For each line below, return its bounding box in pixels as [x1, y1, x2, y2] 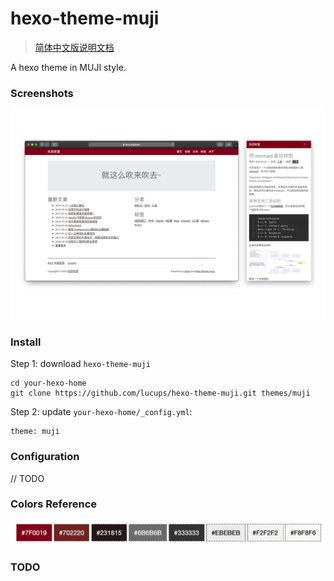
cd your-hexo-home [10, 378, 87, 389]
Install [10, 335, 42, 349]
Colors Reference [10, 497, 98, 511]
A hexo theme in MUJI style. [10, 61, 127, 73]
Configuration [10, 450, 80, 464]
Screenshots [10, 86, 74, 100]
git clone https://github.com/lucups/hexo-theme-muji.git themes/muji [10, 388, 311, 399]
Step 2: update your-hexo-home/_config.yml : [10, 406, 193, 418]
